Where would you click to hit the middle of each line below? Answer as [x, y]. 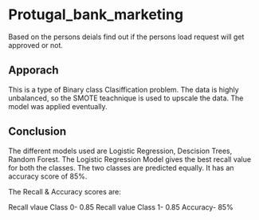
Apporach [33, 71]
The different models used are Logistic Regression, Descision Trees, [120, 151]
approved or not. [36, 45]
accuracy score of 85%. [48, 176]
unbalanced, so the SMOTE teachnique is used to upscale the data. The [126, 98]
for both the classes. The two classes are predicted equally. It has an [121, 167]
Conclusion [37, 132]
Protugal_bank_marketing [96, 15]
